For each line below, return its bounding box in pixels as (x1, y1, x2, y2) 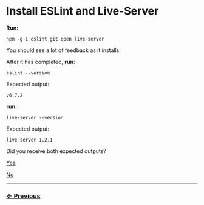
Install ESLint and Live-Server (6, 4, 159, 18)
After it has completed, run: (6, 58, 76, 65)
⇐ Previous (6, 192, 41, 200)
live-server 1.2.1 (6, 137, 53, 143)
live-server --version (6, 114, 64, 120)
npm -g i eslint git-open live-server (6, 36, 104, 42)
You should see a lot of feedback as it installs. (6, 47, 121, 54)
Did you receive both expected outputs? (6, 147, 106, 155)
